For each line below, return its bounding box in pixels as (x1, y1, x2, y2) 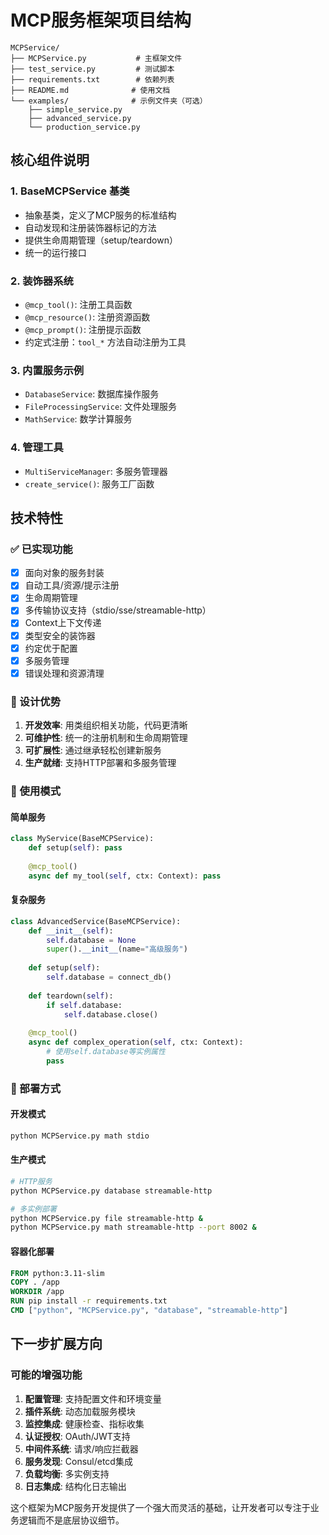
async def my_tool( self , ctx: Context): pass (28, 871, 222, 881)
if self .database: (46, 1000, 123, 1010)
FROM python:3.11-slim (10, 1268, 105, 1278)
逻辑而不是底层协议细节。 (18, 1514, 125, 1526)
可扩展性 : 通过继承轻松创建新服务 (24, 744, 162, 756)
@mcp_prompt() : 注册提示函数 (24, 323, 142, 335)
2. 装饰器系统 (10, 274, 74, 288)
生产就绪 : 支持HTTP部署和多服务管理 (24, 757, 177, 769)
